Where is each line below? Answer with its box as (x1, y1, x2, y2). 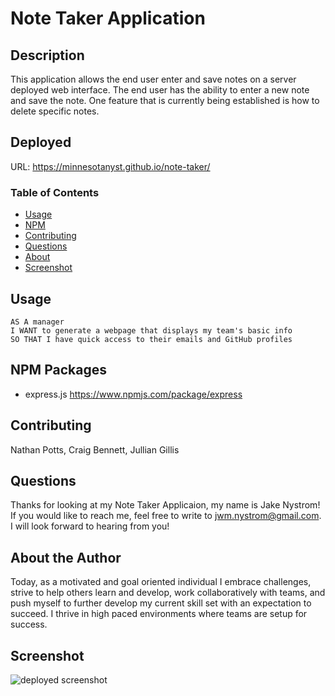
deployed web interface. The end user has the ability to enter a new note (10, 84, 310, 96)
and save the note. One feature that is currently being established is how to (10, 95, 320, 106)
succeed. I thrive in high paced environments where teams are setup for (10, 608, 308, 620)
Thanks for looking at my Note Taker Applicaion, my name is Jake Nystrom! (10, 499, 321, 511)
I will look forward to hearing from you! (10, 520, 170, 532)
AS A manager (10, 317, 65, 327)
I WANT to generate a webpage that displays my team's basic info (10, 325, 293, 336)
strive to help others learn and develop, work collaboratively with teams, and (10, 587, 326, 599)
